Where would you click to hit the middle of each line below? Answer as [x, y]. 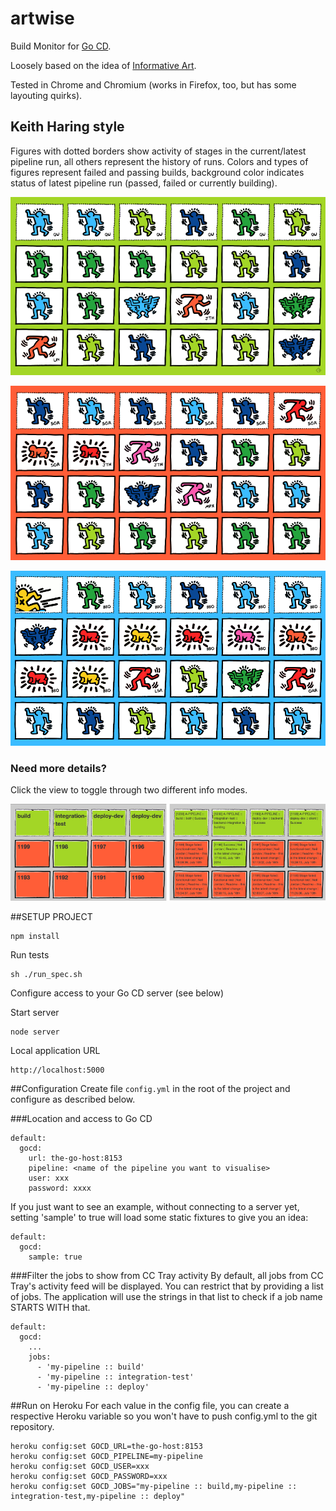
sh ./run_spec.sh [46, 974]
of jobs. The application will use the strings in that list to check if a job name [166, 1296]
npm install [35, 936]
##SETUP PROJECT [51, 916]
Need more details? [58, 768]
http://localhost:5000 [57, 1070]
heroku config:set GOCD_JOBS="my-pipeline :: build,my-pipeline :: [154, 1486]
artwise [42, 18]
